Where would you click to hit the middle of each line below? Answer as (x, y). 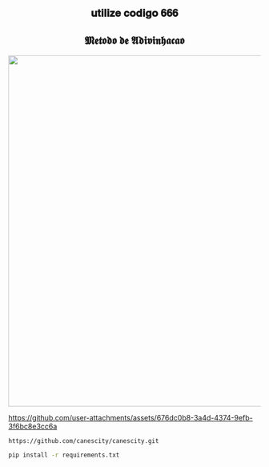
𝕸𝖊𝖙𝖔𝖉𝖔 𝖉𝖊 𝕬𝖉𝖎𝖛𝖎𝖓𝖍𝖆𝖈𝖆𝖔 (134, 41)
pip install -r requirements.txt (64, 455)
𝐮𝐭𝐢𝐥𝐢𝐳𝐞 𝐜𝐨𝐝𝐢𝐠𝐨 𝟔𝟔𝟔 (134, 13)
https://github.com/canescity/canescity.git (84, 441)
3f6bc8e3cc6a (33, 426)
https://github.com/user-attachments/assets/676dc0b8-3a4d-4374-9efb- (131, 418)
